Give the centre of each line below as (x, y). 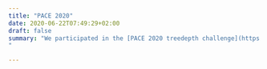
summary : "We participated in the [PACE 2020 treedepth (103, 38)
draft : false (30, 30)
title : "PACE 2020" (41, 16)
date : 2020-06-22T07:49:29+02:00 (64, 23)
